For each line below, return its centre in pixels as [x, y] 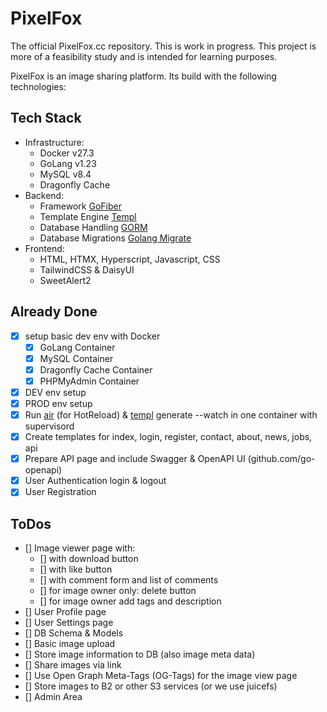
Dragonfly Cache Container [96, 369]
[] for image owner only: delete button [118, 591]
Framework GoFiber [80, 206]
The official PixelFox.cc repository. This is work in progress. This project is [163, 46]
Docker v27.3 [67, 153]
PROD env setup [58, 403]
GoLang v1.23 [68, 163]
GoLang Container [77, 347]
